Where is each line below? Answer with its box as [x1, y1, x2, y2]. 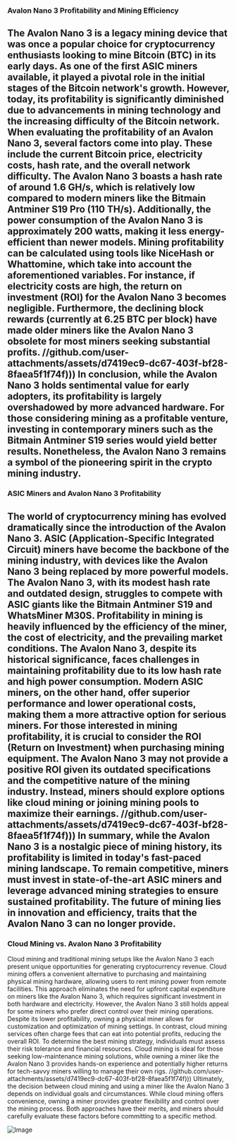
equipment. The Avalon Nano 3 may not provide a [7, 752, 229, 764]
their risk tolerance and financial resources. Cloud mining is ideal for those [7, 1045, 223, 1053]
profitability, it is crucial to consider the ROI [7, 730, 202, 742]
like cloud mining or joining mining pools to [7, 797, 199, 809]
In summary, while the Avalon [77, 830, 210, 842]
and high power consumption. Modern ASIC [7, 675, 204, 687]
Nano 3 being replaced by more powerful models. [7, 566, 229, 578]
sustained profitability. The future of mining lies [7, 895, 222, 907]
